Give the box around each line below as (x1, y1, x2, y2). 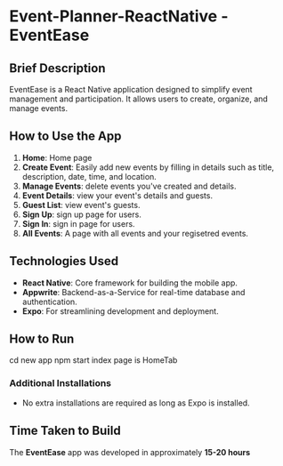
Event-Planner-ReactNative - (9, 6, 229, 27)
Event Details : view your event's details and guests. (21, 189, 214, 201)
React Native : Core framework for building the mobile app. (21, 277, 239, 288)
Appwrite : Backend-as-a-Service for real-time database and (21, 286, 246, 297)
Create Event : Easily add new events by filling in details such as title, (21, 162, 274, 173)
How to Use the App (9, 129, 122, 144)
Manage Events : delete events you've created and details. (21, 181, 237, 191)
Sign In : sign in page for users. (21, 218, 135, 229)
